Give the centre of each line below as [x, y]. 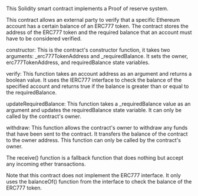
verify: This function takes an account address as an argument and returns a [99, 74]
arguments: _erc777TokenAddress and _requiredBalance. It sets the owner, [97, 56]
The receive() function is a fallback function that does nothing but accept [95, 158]
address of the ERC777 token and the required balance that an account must [99, 32]
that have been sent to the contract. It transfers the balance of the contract [97, 134]
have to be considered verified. [44, 38]
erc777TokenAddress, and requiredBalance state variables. [78, 62]
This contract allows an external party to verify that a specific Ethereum [93, 20]
